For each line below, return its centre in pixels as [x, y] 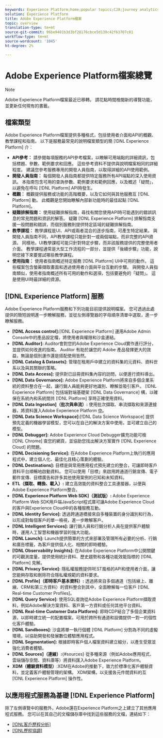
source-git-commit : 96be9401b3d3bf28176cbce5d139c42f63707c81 [69, 32]
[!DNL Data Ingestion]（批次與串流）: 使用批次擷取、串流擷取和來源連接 [84, 404]
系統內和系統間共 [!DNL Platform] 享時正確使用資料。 [73, 398]
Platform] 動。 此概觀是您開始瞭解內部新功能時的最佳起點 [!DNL [75, 200]
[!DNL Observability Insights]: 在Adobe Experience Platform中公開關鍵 [83, 550]
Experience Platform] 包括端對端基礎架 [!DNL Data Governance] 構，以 [83, 392]
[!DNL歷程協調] [27, 730]
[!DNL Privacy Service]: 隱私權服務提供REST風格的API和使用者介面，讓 [84, 569]
